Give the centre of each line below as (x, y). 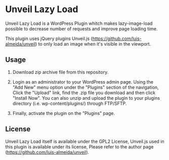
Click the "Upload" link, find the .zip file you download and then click (84, 93)
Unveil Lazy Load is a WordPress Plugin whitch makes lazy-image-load (79, 23)
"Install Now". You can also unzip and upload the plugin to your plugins (86, 98)
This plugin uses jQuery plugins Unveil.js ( (49, 38)
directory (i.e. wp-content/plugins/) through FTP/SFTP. (70, 103)
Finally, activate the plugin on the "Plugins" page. (64, 113)
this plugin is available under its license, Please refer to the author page (79, 147)
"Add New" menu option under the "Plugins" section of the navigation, (86, 87)
